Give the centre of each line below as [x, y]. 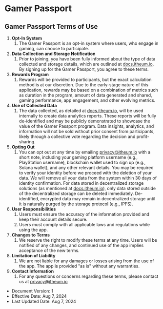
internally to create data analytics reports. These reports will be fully [88, 116]
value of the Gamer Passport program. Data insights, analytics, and [86, 126]
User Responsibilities [34, 209]
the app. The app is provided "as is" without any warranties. [79, 266]
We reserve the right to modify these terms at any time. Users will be [88, 240]
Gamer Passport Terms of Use [51, 27]
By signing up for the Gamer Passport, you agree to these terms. [84, 69]
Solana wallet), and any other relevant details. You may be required [86, 168]
